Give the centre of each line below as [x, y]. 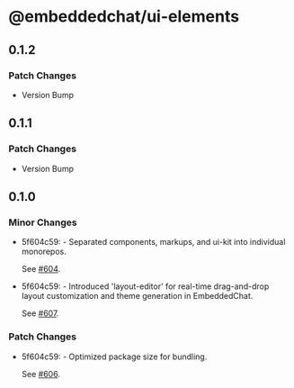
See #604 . [41, 269]
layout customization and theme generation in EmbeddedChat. [137, 296]
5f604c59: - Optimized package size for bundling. [114, 356]
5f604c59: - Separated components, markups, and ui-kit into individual [153, 242]
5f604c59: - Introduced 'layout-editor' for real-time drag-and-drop [145, 286]
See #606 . [40, 374]
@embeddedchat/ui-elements [124, 17]
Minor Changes [43, 222]
